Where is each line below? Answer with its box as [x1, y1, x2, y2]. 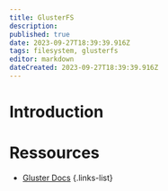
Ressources [9, 143, 101, 163]
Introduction [9, 102, 104, 122]
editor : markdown [9, 55, 75, 64]
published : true [9, 30, 70, 39]
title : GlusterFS [9, 13, 75, 22]
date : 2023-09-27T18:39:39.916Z [9, 38, 130, 48]
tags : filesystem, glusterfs [9, 47, 119, 56]
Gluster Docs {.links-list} [22, 172, 114, 183]
